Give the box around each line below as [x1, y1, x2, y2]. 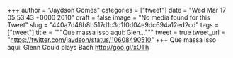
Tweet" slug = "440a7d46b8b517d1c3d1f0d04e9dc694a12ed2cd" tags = [7, 21, 220, 29]
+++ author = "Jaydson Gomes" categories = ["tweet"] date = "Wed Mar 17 [7, 6, 227, 14]
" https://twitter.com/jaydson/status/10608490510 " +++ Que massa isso [7, 36, 217, 44]
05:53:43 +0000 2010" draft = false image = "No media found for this [7, 13, 210, 22]
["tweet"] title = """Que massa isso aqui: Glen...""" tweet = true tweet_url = [7, 28, 225, 36]
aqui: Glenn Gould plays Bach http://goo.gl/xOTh [7, 43, 149, 51]
